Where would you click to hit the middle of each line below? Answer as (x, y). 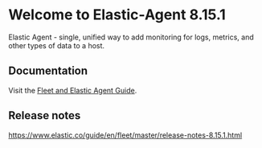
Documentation (48, 71)
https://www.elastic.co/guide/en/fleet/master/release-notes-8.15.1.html (125, 135)
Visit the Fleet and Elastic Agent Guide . (73, 90)
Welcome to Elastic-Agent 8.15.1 (117, 15)
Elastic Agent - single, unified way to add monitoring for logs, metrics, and (131, 37)
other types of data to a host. (57, 45)
